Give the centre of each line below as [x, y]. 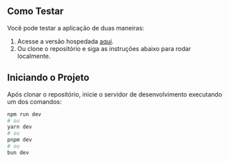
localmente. [34, 56]
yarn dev [20, 127]
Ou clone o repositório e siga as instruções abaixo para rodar [104, 48]
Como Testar [36, 11]
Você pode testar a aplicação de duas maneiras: [76, 28]
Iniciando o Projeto [48, 78]
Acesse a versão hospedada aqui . [65, 41]
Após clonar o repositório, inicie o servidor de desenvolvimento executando [115, 94]
